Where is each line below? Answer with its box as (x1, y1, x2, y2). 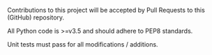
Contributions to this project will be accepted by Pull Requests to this (7, 6, 206, 14)
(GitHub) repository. (7, 13, 65, 22)
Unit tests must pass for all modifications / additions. (7, 40, 158, 48)
